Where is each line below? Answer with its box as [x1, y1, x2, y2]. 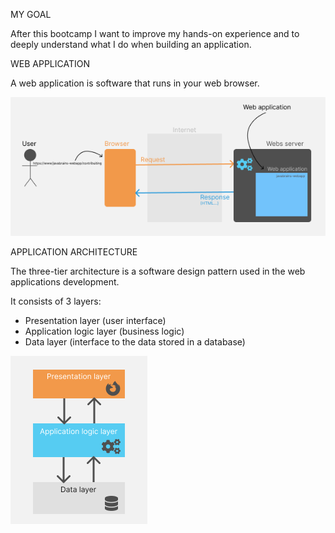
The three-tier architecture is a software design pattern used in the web [10, 265, 306, 277]
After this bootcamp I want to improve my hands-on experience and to [10, 28, 300, 39]
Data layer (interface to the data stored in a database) [24, 335, 246, 348]
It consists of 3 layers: [10, 295, 102, 307]
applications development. [10, 275, 120, 288]
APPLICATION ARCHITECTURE [10, 245, 138, 258]
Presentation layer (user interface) [24, 314, 167, 326]
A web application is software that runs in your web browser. [10, 77, 260, 89]
